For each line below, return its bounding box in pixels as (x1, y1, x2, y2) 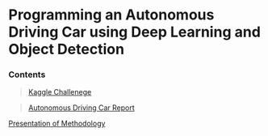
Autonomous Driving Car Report (27, 103, 135, 113)
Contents (8, 69, 46, 80)
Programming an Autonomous (8, 6, 215, 24)
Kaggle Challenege (27, 87, 92, 97)
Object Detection (8, 40, 125, 58)
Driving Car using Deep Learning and (8, 23, 261, 41)
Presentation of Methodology (8, 119, 106, 129)
